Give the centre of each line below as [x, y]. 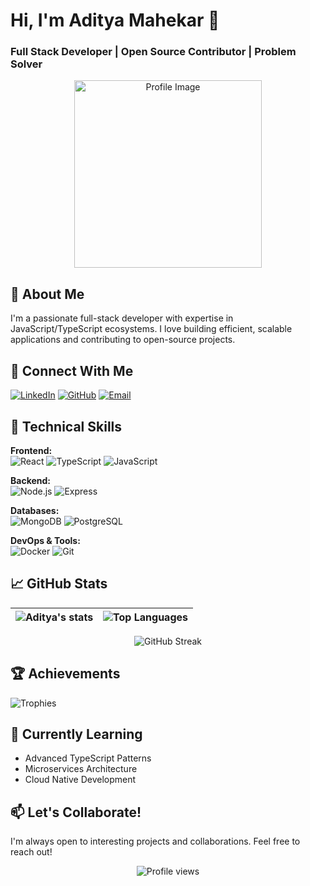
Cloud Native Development [80, 780]
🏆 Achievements [65, 674]
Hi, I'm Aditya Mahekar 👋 [115, 20]
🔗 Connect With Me [72, 370]
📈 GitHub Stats [59, 584]
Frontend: [31, 450]
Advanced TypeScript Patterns [88, 758]
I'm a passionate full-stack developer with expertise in [122, 318]
